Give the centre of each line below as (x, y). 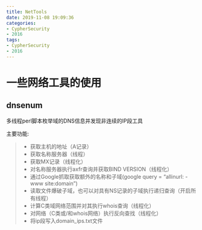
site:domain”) (61, 183)
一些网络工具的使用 (54, 83)
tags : (13, 40)
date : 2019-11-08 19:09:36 (40, 18)
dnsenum (24, 105)
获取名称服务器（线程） (59, 154)
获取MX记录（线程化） (58, 161)
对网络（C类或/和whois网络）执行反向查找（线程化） (96, 213)
